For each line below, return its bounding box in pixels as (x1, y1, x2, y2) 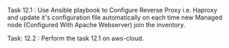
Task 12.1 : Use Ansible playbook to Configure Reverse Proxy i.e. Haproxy (7, 6, 218, 14)
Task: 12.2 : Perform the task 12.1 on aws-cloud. (7, 34, 145, 42)
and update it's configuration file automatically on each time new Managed (7, 13, 223, 22)
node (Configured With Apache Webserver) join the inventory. (7, 21, 186, 29)
